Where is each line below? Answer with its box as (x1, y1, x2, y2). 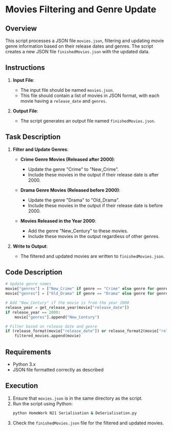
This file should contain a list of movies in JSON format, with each (20, 92, 160, 99)
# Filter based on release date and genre (5, 324, 97, 329)
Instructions (5, 63, 45, 72)
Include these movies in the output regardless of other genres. (28, 233, 160, 239)
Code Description (5, 268, 62, 277)
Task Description (5, 132, 61, 142)
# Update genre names (5, 281, 52, 287)
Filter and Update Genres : (12, 146, 69, 152)
